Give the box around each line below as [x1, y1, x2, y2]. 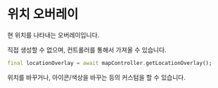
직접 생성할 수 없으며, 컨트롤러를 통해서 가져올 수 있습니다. [7, 45, 167, 54]
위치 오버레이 [7, 6, 79, 22]
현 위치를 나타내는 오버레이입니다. [7, 31, 100, 39]
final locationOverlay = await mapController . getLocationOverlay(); [7, 59, 212, 66]
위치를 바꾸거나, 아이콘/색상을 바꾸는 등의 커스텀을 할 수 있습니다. [7, 73, 186, 81]
